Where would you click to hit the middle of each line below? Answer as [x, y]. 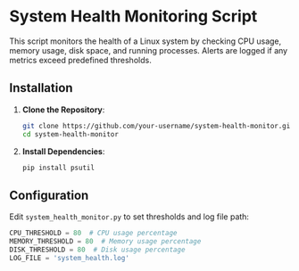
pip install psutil [58, 168]
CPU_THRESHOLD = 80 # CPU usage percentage [93, 234]
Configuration [49, 195]
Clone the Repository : [63, 110]
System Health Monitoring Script [133, 16]
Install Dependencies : [63, 151]
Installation [41, 88]
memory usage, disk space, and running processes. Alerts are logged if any [149, 50]
